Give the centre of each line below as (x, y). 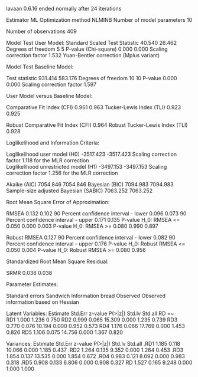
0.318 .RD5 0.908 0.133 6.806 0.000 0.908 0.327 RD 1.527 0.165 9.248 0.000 (99, 363)
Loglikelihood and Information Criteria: (53, 143)
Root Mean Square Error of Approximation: (58, 202)
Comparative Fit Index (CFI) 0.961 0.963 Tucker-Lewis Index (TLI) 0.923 (94, 107)
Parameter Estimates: (32, 284)
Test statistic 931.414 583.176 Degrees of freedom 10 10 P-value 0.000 (92, 78)
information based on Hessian (43, 302)
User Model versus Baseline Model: (49, 96)
